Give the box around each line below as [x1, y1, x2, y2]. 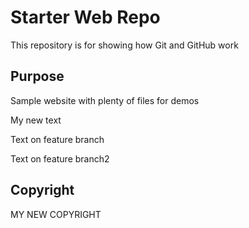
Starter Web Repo [10, 6, 161, 29]
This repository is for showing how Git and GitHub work [10, 39, 239, 51]
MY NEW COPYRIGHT [10, 208, 102, 220]
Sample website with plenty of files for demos [10, 94, 200, 106]
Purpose [10, 68, 65, 85]
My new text [10, 114, 62, 126]
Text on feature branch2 [10, 152, 110, 165]
